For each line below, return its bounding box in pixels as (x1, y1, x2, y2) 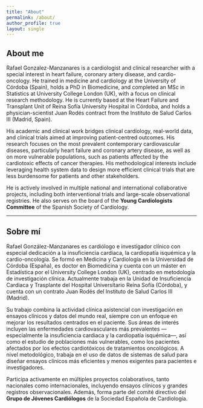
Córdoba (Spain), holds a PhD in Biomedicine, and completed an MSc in (6, 84, 185, 91)
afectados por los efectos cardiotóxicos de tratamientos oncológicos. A (6, 344, 184, 352)
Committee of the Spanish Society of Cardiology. (6, 203, 129, 211)
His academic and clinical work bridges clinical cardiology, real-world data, (6, 128, 193, 135)
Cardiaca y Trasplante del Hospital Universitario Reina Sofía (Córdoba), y (6, 281, 188, 288)
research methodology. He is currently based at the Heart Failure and (6, 96, 179, 104)
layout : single (6, 25, 45, 32)
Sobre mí (6, 226, 41, 237)
